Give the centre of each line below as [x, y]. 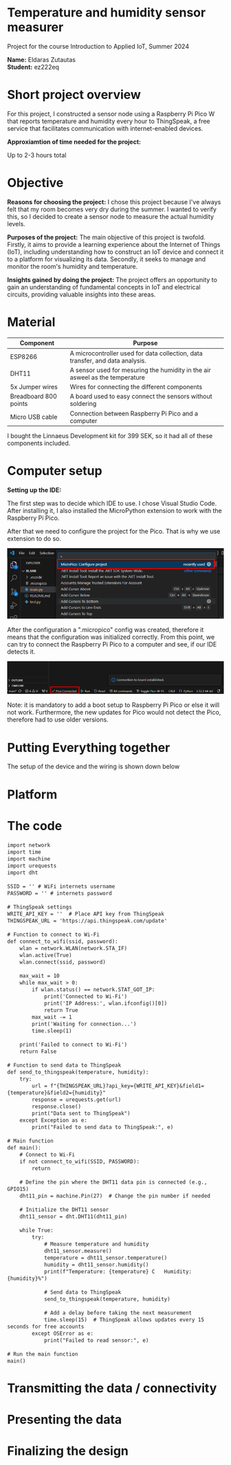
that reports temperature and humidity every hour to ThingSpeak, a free [109, 121]
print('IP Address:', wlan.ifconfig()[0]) [106, 1003]
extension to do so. [34, 539]
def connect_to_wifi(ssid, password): [63, 941]
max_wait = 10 [40, 976]
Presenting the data [65, 1419]
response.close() [56, 1106]
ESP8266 [24, 357]
